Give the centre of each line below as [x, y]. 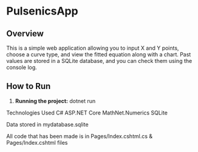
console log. [22, 67]
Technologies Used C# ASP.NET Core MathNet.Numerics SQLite [87, 113]
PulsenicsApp [42, 11]
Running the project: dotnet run [55, 101]
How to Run [29, 86]
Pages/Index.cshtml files [37, 142]
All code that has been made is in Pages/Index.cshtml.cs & [80, 136]
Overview [25, 34]
